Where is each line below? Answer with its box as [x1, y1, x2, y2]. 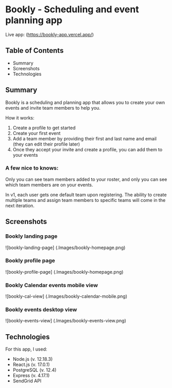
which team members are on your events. [5, 181, 93, 188]
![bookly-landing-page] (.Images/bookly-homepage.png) [5, 244, 126, 251]
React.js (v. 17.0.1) [12, 361, 50, 367]
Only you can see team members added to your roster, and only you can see [5, 176, 167, 182]
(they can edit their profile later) [12, 141, 81, 147]
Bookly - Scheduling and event [5, 4, 139, 15]
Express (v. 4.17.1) [12, 373, 50, 379]
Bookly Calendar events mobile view [5, 281, 99, 289]
